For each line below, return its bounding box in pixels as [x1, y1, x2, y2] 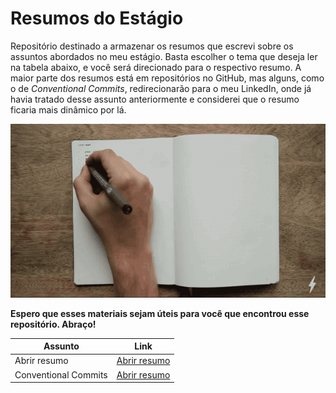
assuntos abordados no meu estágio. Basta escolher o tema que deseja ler [10, 50, 318, 62]
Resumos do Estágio [10, 7, 184, 30]
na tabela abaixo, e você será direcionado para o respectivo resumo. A [10, 61, 302, 73]
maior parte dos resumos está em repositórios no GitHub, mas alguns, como [10, 72, 325, 84]
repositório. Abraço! [10, 318, 97, 330]
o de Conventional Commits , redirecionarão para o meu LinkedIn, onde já [10, 82, 312, 94]
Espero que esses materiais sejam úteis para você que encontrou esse [10, 307, 310, 319]
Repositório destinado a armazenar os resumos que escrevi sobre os [10, 40, 294, 52]
